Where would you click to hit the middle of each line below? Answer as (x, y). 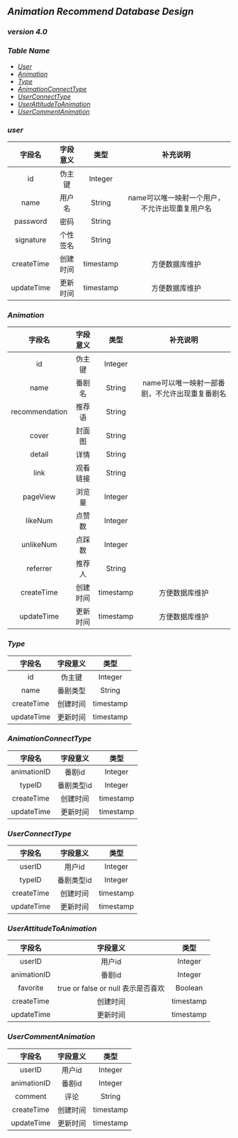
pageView (39, 497)
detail (39, 454)
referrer (39, 568)
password (30, 221)
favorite (31, 988)
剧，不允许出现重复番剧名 (184, 394)
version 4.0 (28, 32)
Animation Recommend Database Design (101, 12)
